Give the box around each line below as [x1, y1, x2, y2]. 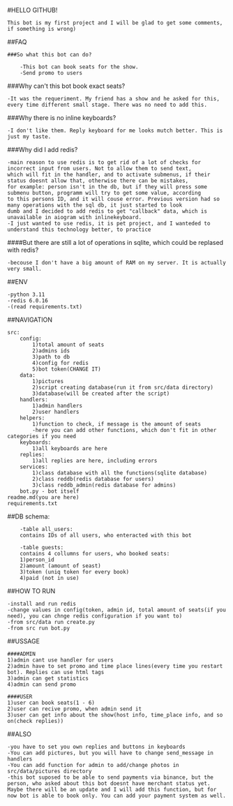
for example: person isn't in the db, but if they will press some [7, 184, 208, 191]
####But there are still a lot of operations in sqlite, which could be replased [7, 239, 224, 246]
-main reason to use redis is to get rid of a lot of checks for [7, 159, 201, 166]
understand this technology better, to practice [7, 226, 151, 233]
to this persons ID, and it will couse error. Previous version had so [7, 195, 220, 202]
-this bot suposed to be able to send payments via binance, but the [7, 774, 214, 781]
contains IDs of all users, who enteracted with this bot [20, 532, 192, 539]
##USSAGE [7, 637, 40, 645]
